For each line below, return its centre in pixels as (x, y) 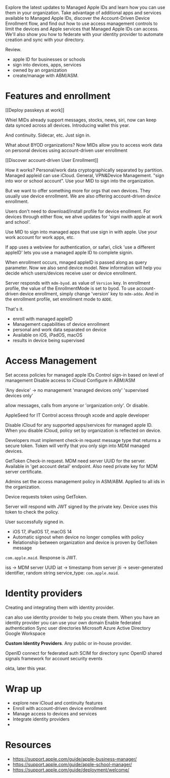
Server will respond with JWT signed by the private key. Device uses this (81, 506)
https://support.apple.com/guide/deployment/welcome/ (71, 770)
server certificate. (24, 471)
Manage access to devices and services (55, 714)
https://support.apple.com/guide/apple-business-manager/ (75, 759)
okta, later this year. (26, 668)
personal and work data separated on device (59, 329)
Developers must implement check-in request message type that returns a (83, 440)
